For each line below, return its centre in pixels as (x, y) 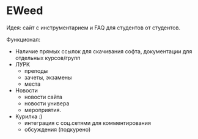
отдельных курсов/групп (48, 58)
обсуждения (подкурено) (57, 129)
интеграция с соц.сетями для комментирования (88, 122)
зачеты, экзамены (48, 77)
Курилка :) (29, 116)
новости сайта (43, 97)
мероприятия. (43, 110)
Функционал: (24, 39)
